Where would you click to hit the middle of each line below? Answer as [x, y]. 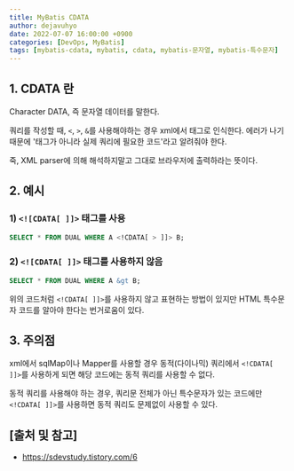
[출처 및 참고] [44, 435]
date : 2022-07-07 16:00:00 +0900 [71, 34]
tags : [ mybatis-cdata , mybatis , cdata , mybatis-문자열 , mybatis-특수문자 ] [144, 51]
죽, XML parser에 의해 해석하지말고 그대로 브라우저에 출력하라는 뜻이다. [134, 160]
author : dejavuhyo [43, 26]
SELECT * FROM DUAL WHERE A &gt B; [75, 280]
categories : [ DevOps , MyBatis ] [67, 42]
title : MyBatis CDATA [49, 17]
